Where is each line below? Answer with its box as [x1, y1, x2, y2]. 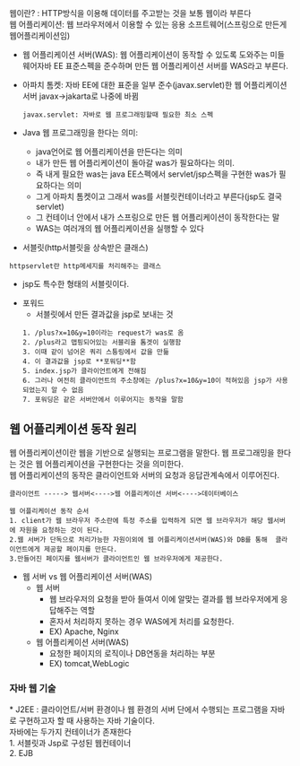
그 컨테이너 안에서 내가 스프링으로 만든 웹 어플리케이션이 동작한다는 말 [35, 212, 280, 222]
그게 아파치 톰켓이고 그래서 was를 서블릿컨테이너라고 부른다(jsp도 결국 [35, 191, 282, 202]
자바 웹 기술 [9, 682, 56, 694]
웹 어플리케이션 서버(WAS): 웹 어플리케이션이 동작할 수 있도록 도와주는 [21, 49, 269, 60]
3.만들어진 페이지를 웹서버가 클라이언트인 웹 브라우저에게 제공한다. [9, 554, 224, 563]
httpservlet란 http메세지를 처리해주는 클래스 [9, 262, 162, 271]
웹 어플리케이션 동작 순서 [9, 506, 90, 516]
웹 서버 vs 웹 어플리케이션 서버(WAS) [21, 570, 153, 581]
